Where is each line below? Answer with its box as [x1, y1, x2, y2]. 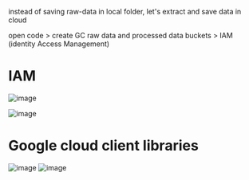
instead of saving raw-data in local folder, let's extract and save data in [8, 7, 242, 16]
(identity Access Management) [8, 39, 110, 49]
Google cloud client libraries [8, 137, 200, 155]
